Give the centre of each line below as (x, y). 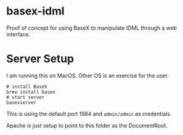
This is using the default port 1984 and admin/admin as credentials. (89, 114)
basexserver (21, 102)
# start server (25, 97)
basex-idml (35, 11)
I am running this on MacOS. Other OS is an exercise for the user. (88, 75)
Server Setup (40, 59)
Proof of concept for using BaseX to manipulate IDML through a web (91, 28)
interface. (18, 34)
